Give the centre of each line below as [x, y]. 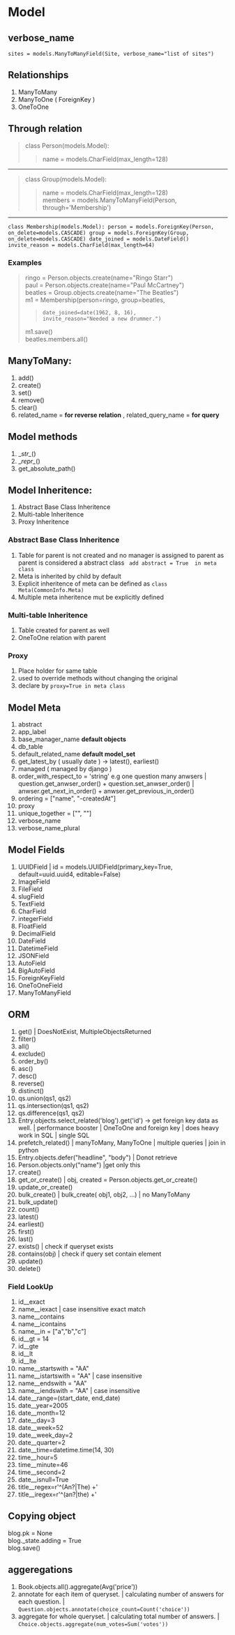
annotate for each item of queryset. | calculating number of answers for [121, 1594]
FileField [30, 889]
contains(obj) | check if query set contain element [90, 1254]
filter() [27, 1039]
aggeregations [40, 1570]
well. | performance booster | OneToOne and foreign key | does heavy [118, 1127]
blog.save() [24, 1548]
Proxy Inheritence [43, 522]
